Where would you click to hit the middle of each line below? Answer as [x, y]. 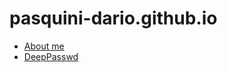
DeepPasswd [51, 56]
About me [44, 46]
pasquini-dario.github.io [113, 18]
